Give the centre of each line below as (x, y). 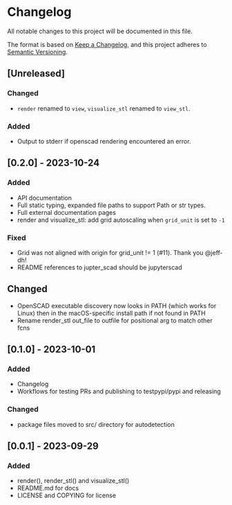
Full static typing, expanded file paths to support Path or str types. (111, 205)
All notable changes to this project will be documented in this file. (100, 31)
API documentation (45, 198)
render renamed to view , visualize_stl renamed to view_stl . (104, 108)
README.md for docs (48, 488)
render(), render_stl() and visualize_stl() (73, 481)
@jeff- (214, 252)
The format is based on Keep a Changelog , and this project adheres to (107, 44)
